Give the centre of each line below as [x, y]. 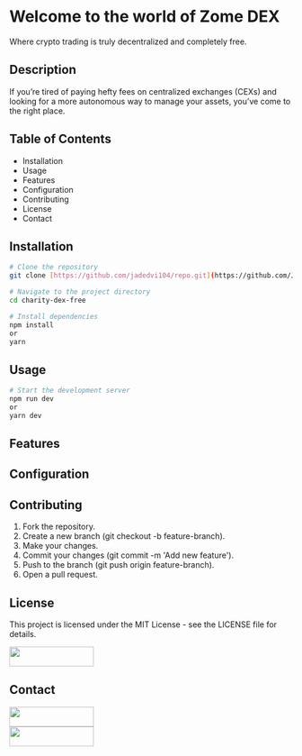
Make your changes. [60, 546]
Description [43, 70]
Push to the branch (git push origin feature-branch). [118, 565]
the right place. [37, 111]
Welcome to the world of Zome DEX [145, 17]
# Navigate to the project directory [80, 292]
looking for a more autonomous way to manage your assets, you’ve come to [150, 101]
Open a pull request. [60, 575]
